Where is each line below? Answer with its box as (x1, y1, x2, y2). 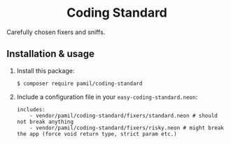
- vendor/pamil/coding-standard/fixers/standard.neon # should (29, 112, 218, 119)
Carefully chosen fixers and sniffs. (6, 28, 106, 36)
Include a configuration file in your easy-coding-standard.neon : (16, 93, 197, 101)
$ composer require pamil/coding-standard (16, 80, 143, 87)
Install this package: (16, 66, 75, 74)
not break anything (16, 118, 74, 125)
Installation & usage (6, 48, 95, 60)
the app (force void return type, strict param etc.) (16, 130, 177, 137)
